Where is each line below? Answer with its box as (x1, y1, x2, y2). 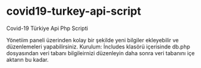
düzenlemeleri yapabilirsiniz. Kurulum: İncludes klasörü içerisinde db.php (6, 43, 191, 50)
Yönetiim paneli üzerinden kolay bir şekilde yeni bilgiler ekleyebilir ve (6, 36, 179, 43)
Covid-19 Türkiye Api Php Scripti (6, 25, 89, 32)
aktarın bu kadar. (6, 56, 49, 63)
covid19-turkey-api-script (6, 4, 142, 18)
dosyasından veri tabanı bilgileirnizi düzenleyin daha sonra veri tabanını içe (6, 49, 195, 56)
